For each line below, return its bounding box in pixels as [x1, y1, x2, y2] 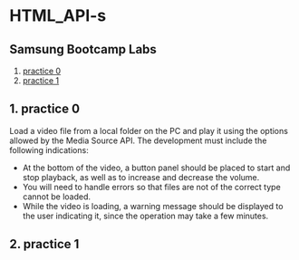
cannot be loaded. [22, 191, 92, 202]
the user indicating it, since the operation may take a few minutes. [22, 210, 269, 221]
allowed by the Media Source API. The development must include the [9, 135, 267, 146]
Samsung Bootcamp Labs [9, 42, 157, 57]
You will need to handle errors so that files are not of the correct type [22, 181, 281, 192]
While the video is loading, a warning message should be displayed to [22, 200, 284, 211]
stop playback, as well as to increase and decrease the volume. [22, 171, 260, 182]
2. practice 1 [9, 236, 80, 252]
